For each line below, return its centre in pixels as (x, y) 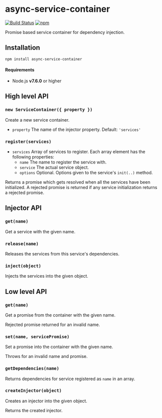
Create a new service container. (37, 120)
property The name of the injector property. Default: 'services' (77, 129)
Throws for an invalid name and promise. (46, 356)
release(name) (22, 244)
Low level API (26, 291)
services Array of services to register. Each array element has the (79, 152)
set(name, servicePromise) (37, 337)
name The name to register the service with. (63, 162)
